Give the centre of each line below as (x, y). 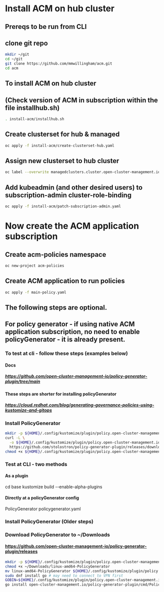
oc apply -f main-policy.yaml (36, 292)
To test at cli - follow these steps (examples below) (67, 353)
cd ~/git (14, 59)
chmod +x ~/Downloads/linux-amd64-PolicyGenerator (58, 567)
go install (16, 585)
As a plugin (17, 476)
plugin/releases (21, 551)
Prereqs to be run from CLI (46, 27)
